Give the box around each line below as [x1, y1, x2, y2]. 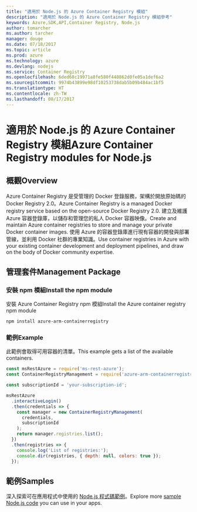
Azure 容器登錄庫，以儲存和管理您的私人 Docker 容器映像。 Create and [6, 214, 177, 221]
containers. [6, 354, 33, 362]
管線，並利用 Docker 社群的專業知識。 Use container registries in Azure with [6, 235, 189, 242]
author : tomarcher [6, 25, 51, 31]
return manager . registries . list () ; [16, 431, 104, 437]
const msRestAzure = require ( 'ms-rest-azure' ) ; [6, 366, 125, 372]
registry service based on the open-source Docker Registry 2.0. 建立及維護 [6, 207, 188, 214]
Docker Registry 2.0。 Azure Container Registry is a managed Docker [6, 200, 173, 207]
